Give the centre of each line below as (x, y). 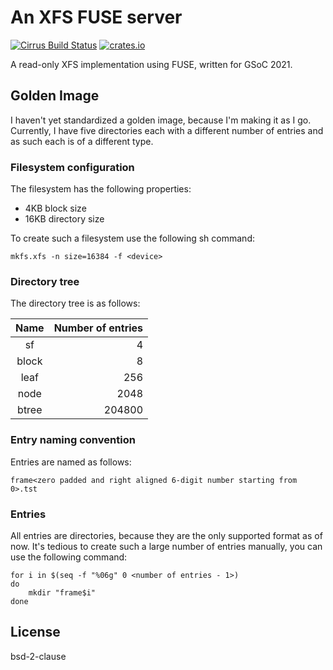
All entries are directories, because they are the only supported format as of (166, 535)
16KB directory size (64, 219)
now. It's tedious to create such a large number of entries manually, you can (166, 546)
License (35, 632)
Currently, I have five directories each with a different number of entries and (167, 130)
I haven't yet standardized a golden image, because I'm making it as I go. (161, 120)
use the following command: (69, 557)
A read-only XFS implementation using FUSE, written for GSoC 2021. (151, 64)
